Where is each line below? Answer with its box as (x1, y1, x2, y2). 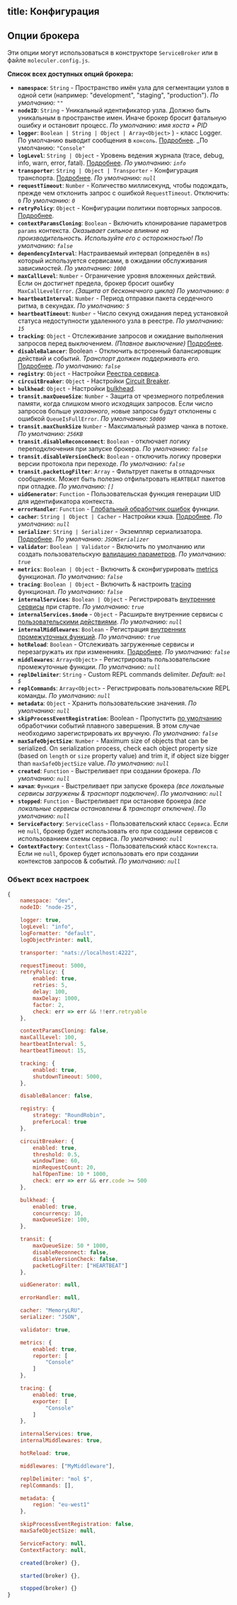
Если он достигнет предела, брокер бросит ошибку (17, 279, 175, 287)
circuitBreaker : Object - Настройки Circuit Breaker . (17, 377, 171, 385)
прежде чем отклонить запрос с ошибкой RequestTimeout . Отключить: (17, 189, 230, 198)
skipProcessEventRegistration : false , (20, 1521, 134, 1528)
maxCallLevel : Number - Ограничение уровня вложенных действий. (17, 272, 217, 280)
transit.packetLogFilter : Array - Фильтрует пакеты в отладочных (17, 467, 216, 476)
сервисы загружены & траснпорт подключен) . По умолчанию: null (17, 789, 223, 798)
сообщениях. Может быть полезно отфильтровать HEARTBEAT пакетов (17, 474, 226, 484)
